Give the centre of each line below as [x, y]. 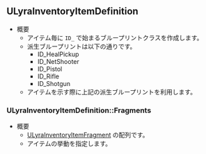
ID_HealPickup [58, 54]
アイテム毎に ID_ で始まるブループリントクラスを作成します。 [115, 37]
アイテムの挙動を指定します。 [69, 144]
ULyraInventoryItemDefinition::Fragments [79, 110]
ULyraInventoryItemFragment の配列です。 [88, 135]
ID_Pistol [50, 69]
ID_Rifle [48, 76]
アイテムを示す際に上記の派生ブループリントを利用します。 [111, 92]
